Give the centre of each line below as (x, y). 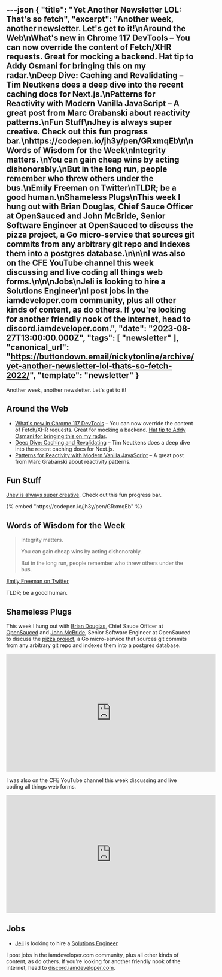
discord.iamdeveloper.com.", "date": (77, 329)
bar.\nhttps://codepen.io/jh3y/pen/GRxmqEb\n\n (100, 141)
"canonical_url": (38, 347)
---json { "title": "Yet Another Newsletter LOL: (94, 10)
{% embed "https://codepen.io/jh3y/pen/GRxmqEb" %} (74, 507)
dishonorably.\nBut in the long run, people (87, 170)
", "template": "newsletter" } (84, 375)
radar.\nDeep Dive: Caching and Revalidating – (95, 75)
